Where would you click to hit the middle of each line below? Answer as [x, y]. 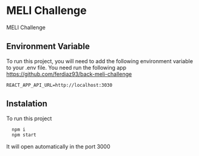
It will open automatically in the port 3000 [58, 147]
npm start [24, 135]
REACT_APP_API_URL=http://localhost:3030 [59, 85]
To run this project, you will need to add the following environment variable [99, 61]
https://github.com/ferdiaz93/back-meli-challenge [69, 74]
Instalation [27, 104]
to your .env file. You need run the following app [66, 67]
